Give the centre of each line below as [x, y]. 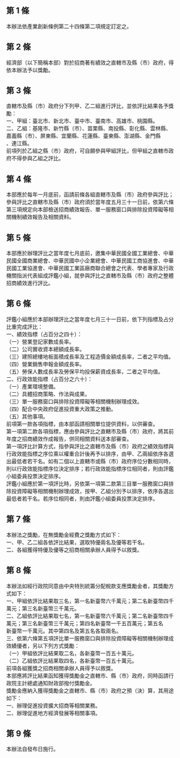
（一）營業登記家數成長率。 [40, 341]
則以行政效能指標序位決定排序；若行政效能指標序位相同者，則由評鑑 [90, 469]
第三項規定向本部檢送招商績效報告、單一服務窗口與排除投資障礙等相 [90, 210]
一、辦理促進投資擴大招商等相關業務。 [53, 705]
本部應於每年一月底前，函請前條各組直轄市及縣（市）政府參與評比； [90, 195]
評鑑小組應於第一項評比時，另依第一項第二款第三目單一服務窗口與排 [90, 484]
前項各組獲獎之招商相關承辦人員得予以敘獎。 [61, 668]
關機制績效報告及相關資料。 [40, 217]
